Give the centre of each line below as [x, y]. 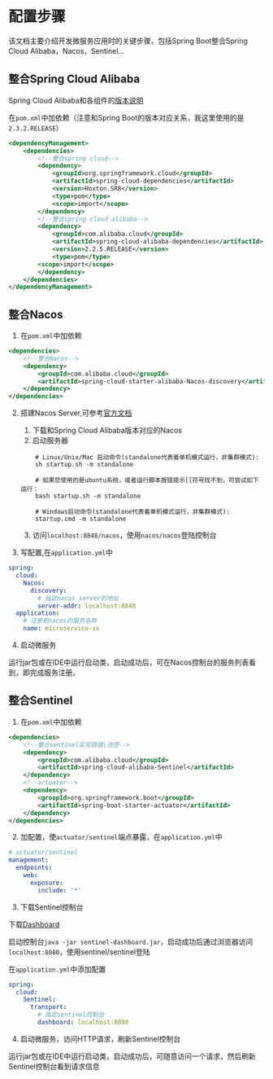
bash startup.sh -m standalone [88, 496]
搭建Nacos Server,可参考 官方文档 [76, 413]
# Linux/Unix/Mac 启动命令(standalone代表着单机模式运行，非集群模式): [147, 458]
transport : [48, 1007]
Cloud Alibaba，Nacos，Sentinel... [66, 50]
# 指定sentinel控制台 [71, 1015]
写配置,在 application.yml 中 [67, 553]
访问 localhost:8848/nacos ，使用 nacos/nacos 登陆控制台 [124, 535]
